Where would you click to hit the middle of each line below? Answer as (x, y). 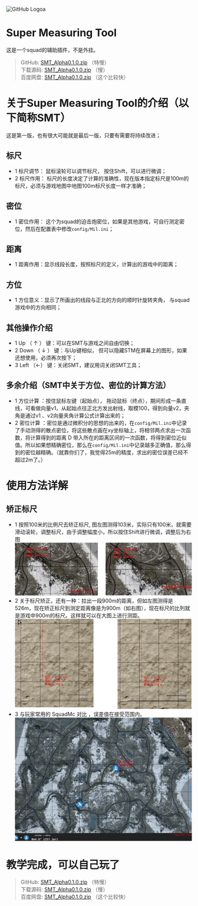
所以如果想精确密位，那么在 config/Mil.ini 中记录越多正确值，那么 (106, 445)
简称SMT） (44, 118)
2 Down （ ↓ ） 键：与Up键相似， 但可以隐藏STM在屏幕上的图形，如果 (101, 350)
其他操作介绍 (29, 328)
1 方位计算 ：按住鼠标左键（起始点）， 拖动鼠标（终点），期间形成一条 (98, 401)
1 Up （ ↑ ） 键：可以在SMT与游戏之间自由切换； (75, 343)
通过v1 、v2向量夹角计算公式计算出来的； (75, 415)
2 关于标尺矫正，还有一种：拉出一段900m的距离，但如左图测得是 (94, 601)
